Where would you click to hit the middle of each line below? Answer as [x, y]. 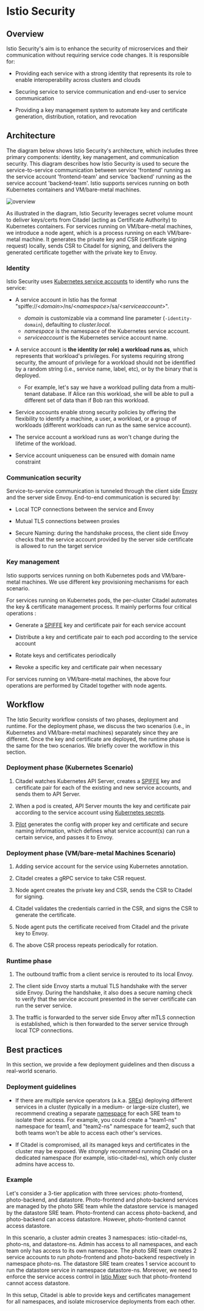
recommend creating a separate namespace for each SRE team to [98, 1113]
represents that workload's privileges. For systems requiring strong [99, 356]
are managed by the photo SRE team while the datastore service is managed [102, 1206]
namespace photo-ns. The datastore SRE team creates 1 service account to [101, 1263]
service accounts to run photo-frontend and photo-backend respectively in [100, 1257]
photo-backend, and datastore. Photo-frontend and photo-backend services [102, 1200]
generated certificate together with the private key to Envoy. [82, 252]
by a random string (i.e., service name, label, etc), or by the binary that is [106, 369]
